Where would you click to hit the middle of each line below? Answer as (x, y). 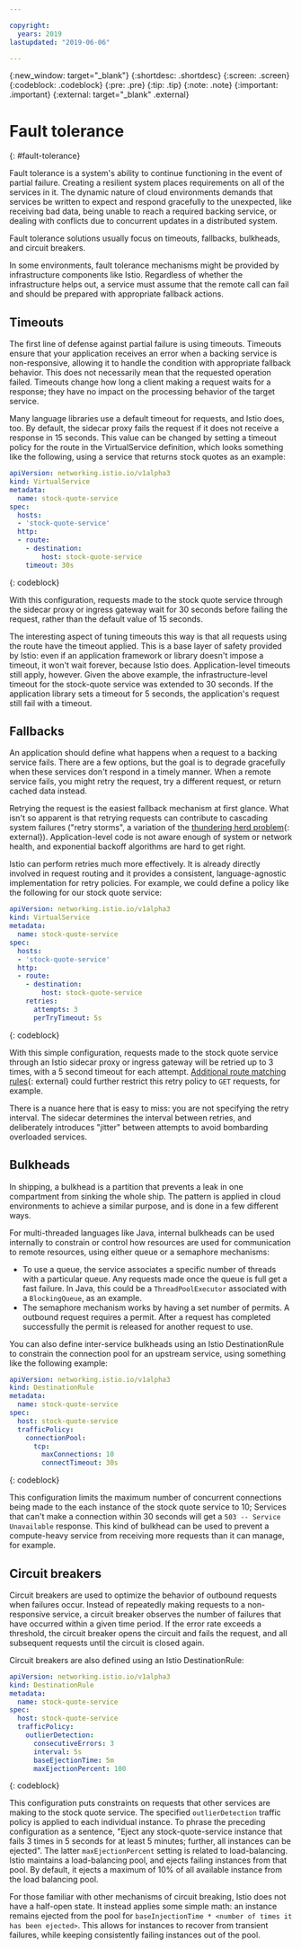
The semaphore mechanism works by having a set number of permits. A (156, 1307)
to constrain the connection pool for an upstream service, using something (147, 1353)
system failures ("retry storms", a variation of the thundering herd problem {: (150, 828)
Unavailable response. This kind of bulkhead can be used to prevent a (139, 1526)
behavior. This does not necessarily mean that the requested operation (141, 373)
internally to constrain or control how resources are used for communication (150, 1242)
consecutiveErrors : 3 (74, 1743)
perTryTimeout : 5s (67, 1018)
